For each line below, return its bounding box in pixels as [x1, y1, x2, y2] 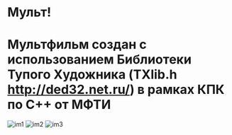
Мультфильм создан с [7, 37, 147, 53]
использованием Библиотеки [7, 52, 192, 68]
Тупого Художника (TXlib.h [7, 66, 177, 83]
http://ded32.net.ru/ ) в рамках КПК [7, 82, 225, 98]
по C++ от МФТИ [7, 97, 111, 113]
